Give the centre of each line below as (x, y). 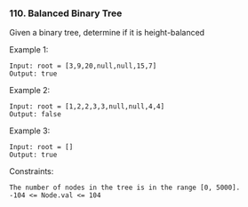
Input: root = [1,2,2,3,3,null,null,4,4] (87, 107)
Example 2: (30, 91)
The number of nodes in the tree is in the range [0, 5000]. (125, 188)
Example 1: (29, 50)
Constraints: (32, 171)
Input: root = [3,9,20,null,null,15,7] (83, 66)
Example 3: (30, 131)
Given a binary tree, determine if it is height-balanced (107, 33)
